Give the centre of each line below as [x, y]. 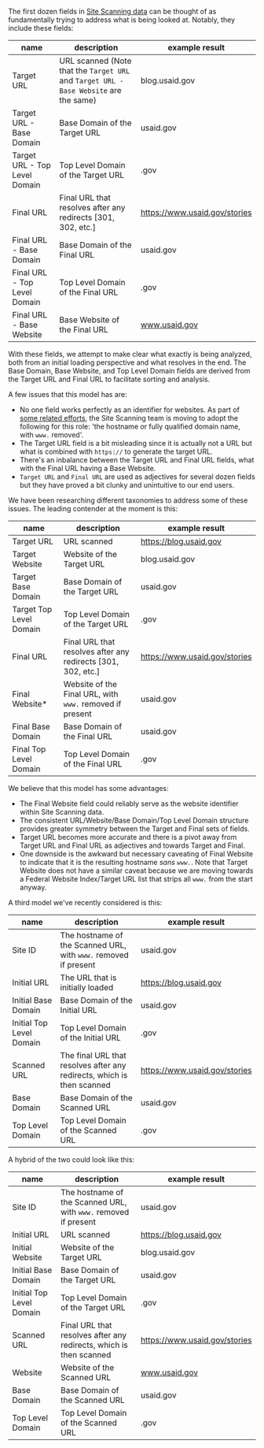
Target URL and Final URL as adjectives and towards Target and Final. [132, 845]
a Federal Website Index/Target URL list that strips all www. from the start [136, 879]
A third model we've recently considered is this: [85, 902]
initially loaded [87, 988]
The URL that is [88, 978]
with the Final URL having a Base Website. [88, 468]
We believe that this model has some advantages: [88, 788]
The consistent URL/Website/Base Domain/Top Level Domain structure [134, 820]
